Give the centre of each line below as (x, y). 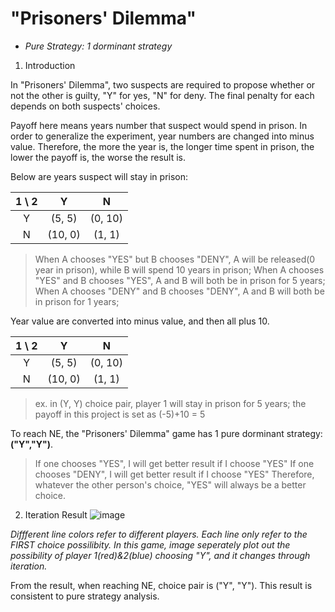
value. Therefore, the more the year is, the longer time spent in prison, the (162, 146)
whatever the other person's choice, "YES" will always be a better (170, 484)
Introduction (50, 65)
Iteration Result (56, 514)
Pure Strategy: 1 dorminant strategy (98, 46)
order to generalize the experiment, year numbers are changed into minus (162, 136)
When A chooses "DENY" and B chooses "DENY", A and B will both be (179, 291)
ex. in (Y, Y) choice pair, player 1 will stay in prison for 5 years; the (170, 403)
